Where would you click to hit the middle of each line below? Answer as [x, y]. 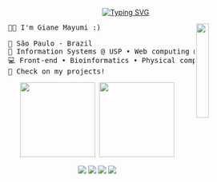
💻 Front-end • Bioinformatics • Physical [92, 60]
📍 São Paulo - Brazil [50, 44]
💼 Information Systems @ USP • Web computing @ [103, 51]
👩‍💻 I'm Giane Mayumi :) [54, 28]
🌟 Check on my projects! [56, 71]
